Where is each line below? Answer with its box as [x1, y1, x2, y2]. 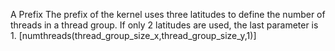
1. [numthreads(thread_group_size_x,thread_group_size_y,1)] [10, 30, 257, 41]
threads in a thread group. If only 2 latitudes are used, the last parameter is [10, 19, 319, 31]
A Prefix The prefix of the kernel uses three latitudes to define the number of [10, 9, 326, 20]
